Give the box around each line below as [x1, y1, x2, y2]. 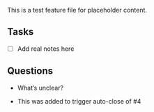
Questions [7, 65, 54, 77]
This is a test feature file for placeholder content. [7, 6, 148, 14]
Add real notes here [17, 45, 75, 53]
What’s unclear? [17, 83, 64, 92]
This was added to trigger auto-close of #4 [17, 97, 141, 105]
